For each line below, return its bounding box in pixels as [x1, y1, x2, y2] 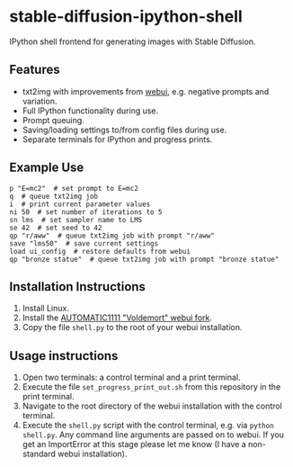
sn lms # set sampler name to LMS [9, 215, 143, 224]
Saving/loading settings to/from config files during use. [22, 124, 227, 135]
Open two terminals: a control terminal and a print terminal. [22, 372, 241, 383]
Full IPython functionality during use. [22, 105, 159, 116]
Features [9, 62, 60, 77]
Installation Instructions [9, 279, 146, 294]
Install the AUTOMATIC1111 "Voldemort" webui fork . [22, 312, 213, 323]
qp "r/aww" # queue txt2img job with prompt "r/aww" [9, 231, 216, 240]
